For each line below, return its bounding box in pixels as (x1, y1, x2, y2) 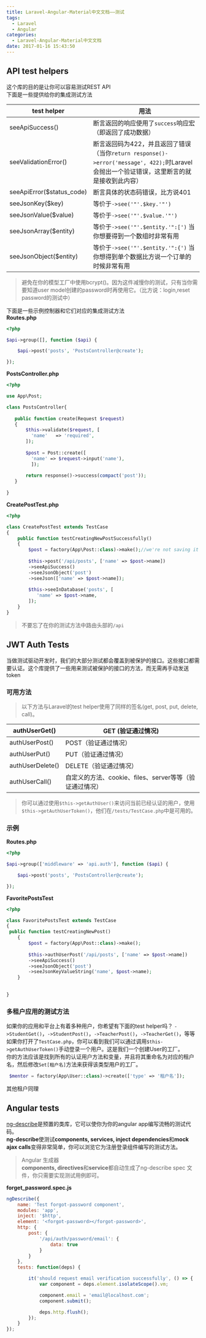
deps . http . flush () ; (39, 1309, 89, 1315)
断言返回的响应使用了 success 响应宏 (93, 119, 195, 127)
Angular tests (6, 1103, 59, 1114)
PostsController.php (6, 370, 59, 378)
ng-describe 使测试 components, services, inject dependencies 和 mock (6, 1135, 189, 1143)
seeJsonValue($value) (9, 210, 75, 219)
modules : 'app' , (17, 1207, 59, 1213)
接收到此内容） (99, 176, 143, 185)
